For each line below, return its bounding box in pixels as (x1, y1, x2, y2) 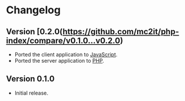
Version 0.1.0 (6, 74, 55, 84)
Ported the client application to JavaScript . (14, 51, 118, 58)
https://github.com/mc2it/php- (62, 27, 180, 37)
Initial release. (14, 89, 49, 96)
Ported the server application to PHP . (14, 57, 104, 64)
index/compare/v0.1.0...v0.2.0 (6, 35, 121, 45)
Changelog (6, 3, 61, 17)
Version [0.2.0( (6, 27, 63, 37)
